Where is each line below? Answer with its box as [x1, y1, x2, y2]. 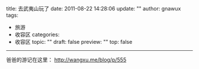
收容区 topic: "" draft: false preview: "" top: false [14, 39, 133, 45]
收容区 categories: [14, 31, 60, 38]
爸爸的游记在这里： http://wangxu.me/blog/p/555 [6, 56, 127, 63]
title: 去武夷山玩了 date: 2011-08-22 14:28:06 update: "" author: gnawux [6, 5, 181, 12]
